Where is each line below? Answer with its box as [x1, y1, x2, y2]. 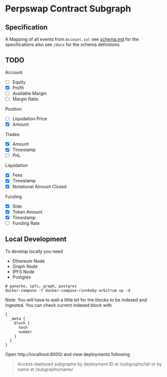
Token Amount [12, 209, 43, 215]
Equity [12, 79, 26, 85]
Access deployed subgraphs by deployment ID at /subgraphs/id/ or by [17, 361, 162, 367]
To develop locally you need [5, 248, 63, 254]
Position [5, 106, 22, 112]
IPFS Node [12, 268, 35, 274]
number [18, 329, 32, 334]
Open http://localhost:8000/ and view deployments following [5, 351, 130, 357]
